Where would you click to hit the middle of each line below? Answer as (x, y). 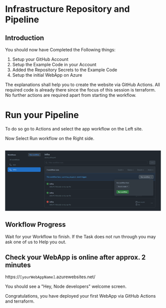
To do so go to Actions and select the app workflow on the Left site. (74, 129)
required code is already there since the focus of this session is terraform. (81, 90)
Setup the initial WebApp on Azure (47, 75)
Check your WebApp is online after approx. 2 (75, 257)
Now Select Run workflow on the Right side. (50, 138)
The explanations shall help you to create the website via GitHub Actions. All (83, 85)
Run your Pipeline (42, 115)
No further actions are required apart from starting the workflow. (71, 95)
